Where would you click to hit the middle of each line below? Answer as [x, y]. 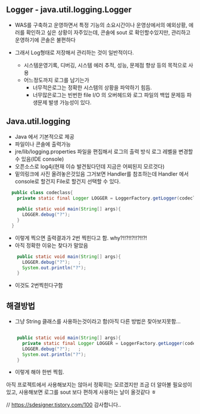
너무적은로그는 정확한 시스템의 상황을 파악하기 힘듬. [92, 87]
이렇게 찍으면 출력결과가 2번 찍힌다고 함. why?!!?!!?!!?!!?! [81, 238]
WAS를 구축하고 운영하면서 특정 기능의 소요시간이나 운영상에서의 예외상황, [101, 25]
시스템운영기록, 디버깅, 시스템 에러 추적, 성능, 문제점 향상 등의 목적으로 [105, 65]
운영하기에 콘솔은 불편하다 [45, 40]
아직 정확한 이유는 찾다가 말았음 [51, 245]
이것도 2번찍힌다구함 [39, 285]
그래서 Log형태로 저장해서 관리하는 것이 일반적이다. [74, 52]
